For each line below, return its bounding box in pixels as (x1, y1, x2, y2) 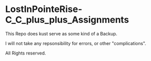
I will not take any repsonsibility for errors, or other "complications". (5, 40, 146, 46)
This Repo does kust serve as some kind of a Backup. (5, 30, 118, 36)
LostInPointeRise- (5, 3, 83, 15)
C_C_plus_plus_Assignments (5, 14, 129, 25)
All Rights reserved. (5, 50, 47, 56)
